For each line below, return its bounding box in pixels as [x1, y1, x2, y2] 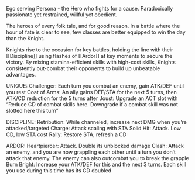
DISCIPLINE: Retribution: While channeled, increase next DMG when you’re [6, 119, 187, 125]
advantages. [6, 71, 36, 78]
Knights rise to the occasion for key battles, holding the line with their [6, 46, 173, 53]
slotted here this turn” [6, 108, 59, 114]
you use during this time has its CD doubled [6, 167, 112, 174]
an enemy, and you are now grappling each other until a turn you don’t [6, 148, 176, 155]
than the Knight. [6, 35, 45, 41]
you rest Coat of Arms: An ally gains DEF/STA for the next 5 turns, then [6, 89, 177, 95]
